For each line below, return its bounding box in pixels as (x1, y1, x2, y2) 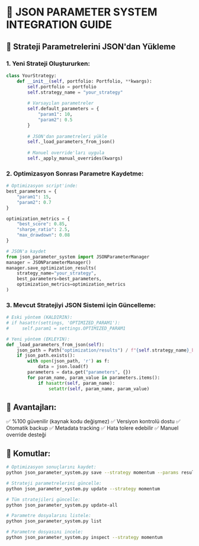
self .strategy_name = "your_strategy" (27, 89, 123, 95)
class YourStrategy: (6, 72, 57, 79)
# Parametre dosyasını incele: (6, 529, 84, 535)
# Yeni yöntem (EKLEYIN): (6, 336, 70, 342)
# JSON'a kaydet (6, 248, 46, 254)
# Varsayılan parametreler (27, 100, 94, 106)
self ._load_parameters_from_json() (27, 139, 115, 145)
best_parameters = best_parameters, (17, 276, 102, 282)
